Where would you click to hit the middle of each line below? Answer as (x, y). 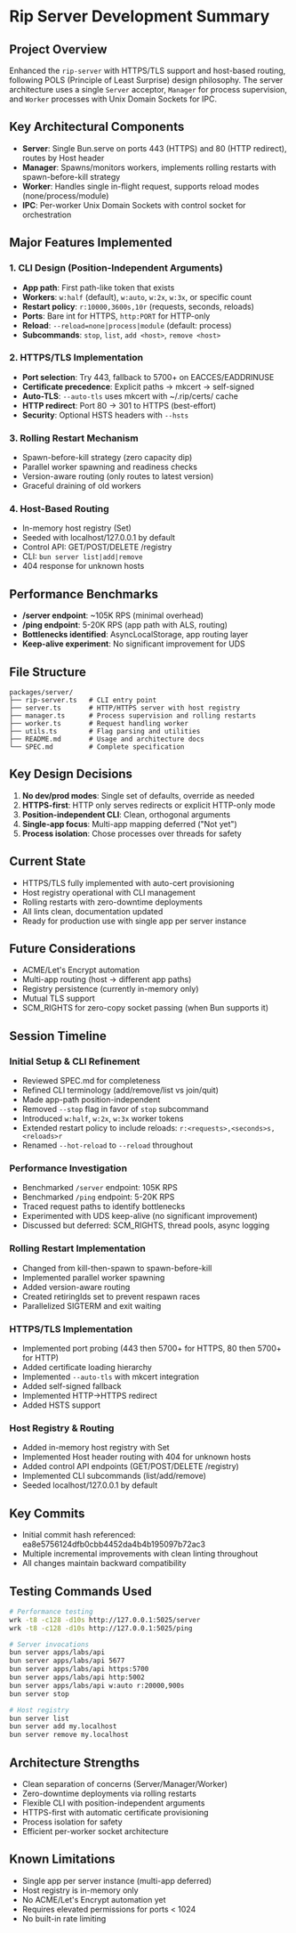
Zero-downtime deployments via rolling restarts (109, 1794)
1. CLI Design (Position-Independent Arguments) (116, 268)
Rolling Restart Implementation (78, 1248)
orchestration (47, 215)
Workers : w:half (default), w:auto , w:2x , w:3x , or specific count (137, 296)
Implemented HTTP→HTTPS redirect (89, 1396)
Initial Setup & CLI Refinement (75, 1061)
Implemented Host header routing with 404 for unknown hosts (136, 1457)
